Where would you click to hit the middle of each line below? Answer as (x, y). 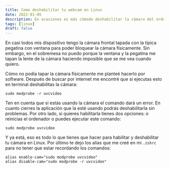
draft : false (19, 29)
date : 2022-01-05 (23, 15)
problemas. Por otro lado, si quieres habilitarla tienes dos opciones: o (77, 114)
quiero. (13, 64)
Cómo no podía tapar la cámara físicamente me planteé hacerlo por (75, 74)
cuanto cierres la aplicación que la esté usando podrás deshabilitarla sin (80, 108)
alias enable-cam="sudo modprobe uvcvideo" (52, 157)
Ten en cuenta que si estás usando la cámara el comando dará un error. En (83, 103)
